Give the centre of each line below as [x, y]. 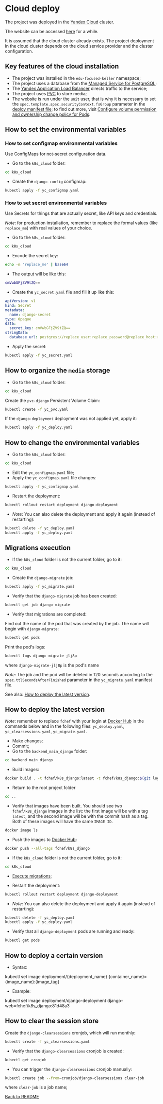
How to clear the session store [52, 1021]
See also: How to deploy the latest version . [48, 694]
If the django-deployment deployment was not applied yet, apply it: [71, 419]
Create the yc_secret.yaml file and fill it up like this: [63, 292]
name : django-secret [30, 315]
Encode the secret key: [35, 256]
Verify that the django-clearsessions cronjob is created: [68, 1051]
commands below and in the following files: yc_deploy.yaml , [65, 726]
